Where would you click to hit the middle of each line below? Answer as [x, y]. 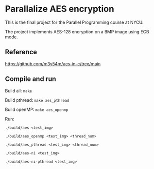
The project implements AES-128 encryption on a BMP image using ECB [77, 31]
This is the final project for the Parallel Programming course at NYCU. [74, 22]
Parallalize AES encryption [60, 9]
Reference [21, 52]
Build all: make [18, 91]
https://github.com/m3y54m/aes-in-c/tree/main [53, 63]
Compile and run [31, 79]
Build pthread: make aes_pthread [37, 100]
